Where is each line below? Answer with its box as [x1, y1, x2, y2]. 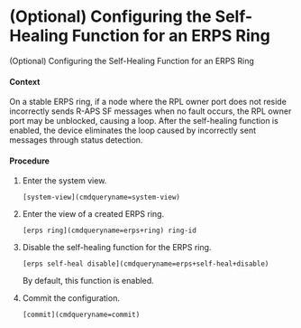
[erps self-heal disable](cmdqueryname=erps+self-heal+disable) [22, 259, 269, 268]
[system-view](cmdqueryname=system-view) [22, 192, 180, 202]
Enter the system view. [22, 175, 107, 186]
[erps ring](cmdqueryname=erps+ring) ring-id [22, 226, 196, 236]
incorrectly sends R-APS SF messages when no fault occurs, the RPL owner [9, 106, 292, 117]
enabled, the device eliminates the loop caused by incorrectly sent [9, 125, 257, 136]
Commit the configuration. [22, 293, 120, 304]
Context [9, 76, 41, 87]
